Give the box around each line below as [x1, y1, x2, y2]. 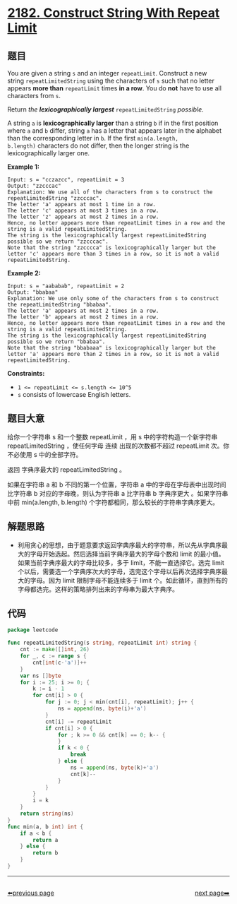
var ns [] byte [20, 672, 61, 679]
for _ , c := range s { [20, 653, 87, 660]
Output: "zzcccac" [7, 182, 61, 189]
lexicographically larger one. [7, 149, 90, 157]
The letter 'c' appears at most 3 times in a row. [7, 207, 159, 214]
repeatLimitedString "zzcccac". [7, 195, 102, 202]
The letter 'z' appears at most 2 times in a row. [7, 213, 159, 220]
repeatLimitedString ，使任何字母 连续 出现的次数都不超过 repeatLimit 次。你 [7, 441, 230, 450]
